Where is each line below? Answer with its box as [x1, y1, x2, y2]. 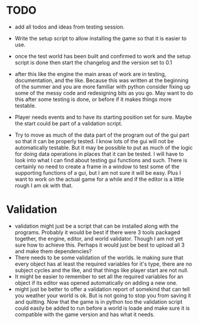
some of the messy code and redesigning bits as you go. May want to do [14, 89, 193, 96]
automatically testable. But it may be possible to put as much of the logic [14, 144, 193, 151]
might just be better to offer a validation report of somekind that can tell [14, 285, 190, 292]
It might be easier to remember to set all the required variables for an [14, 273, 184, 280]
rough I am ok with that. [14, 182, 73, 189]
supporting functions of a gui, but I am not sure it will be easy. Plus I [14, 169, 181, 176]
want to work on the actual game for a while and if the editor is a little [14, 175, 184, 183]
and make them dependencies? [14, 247, 92, 254]
